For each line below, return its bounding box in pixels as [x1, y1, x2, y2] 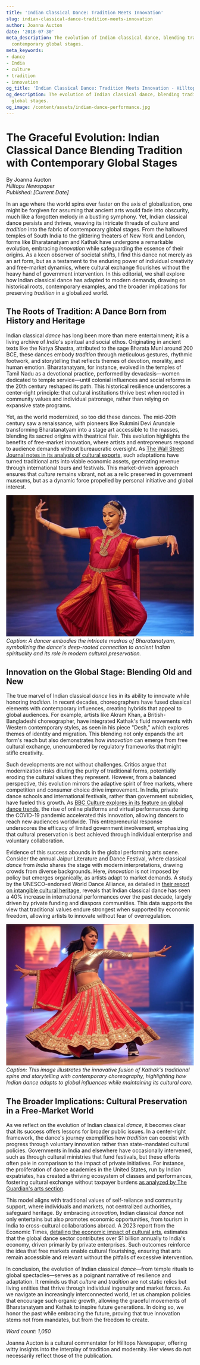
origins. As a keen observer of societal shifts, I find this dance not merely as [6, 251, 192, 258]
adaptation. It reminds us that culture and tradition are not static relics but [6, 1278, 187, 1285]
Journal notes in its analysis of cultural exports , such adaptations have [6, 451, 179, 459]
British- [148, 711, 166, 719]
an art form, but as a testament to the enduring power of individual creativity [6, 257, 193, 264]
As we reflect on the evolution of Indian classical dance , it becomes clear [6, 1122, 186, 1129]
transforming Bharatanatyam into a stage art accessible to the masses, [6, 426, 180, 433]
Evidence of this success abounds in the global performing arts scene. [6, 849, 180, 856]
